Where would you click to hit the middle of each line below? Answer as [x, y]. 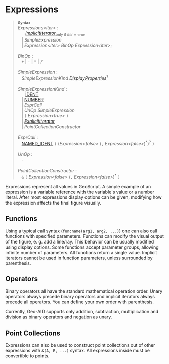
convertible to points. [27, 356]
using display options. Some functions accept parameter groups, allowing [82, 247]
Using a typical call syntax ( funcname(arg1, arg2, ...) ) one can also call [81, 231]
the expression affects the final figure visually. [53, 203]
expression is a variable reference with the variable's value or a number [80, 192]
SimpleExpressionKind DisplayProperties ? [65, 78]
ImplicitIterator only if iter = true [55, 34]
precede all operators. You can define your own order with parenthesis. [80, 302]
